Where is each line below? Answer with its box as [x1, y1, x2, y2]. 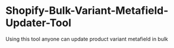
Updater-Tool [5, 16, 72, 29]
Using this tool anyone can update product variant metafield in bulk [5, 35, 169, 42]
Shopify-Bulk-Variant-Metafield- [5, 4, 169, 17]
